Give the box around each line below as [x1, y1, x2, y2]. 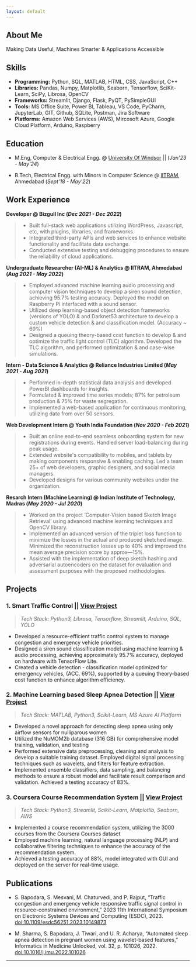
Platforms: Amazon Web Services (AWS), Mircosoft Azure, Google [14, 115, 175, 123]
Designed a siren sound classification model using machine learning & [14, 645, 184, 652]
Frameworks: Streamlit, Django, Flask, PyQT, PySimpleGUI [14, 97, 156, 104]
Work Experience [6, 195, 71, 205]
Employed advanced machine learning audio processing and [29, 281, 175, 288]
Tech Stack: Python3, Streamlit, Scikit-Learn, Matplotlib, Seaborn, [20, 807, 180, 814]
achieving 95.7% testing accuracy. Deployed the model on [29, 294, 170, 301]
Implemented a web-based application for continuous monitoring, [29, 404, 187, 411]
